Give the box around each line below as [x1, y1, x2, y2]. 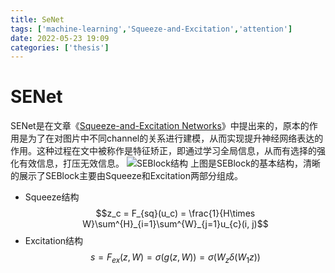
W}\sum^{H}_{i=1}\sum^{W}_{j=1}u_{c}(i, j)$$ [82, 218, 269, 230]
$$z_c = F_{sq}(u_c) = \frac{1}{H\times [95, 207, 256, 220]
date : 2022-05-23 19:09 [10, 33, 110, 43]
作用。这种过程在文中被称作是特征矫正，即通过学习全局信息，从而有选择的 [10, 145, 317, 157]
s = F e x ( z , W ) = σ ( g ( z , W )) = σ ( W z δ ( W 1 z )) [89, 251, 261, 265]
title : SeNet [10, 14, 65, 25]
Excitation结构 [24, 235, 84, 247]
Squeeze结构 [24, 191, 80, 203]
